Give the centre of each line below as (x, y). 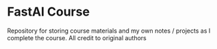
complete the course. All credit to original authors (77, 37)
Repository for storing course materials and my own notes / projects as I (109, 31)
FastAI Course (49, 12)
